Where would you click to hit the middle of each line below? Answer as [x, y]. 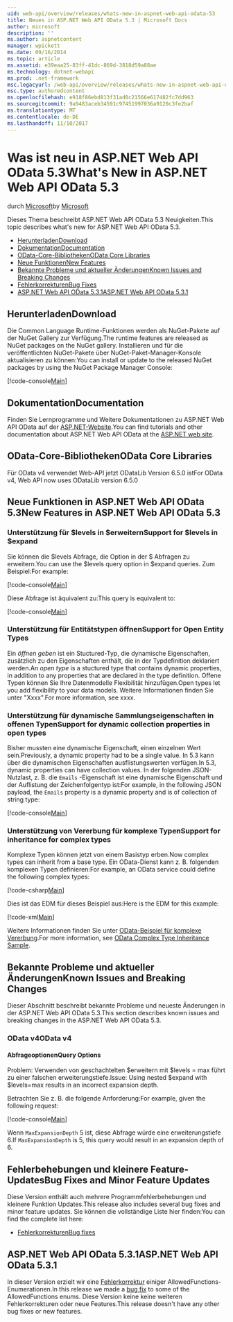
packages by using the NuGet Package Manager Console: [90, 368]
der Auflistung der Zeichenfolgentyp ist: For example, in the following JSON [114, 785]
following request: [33, 1106]
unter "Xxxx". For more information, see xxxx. [71, 697]
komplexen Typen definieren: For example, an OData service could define [112, 870]
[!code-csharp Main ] [36, 890]
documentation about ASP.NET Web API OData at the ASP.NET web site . [111, 434]
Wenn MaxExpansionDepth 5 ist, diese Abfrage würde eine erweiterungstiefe [114, 1133]
